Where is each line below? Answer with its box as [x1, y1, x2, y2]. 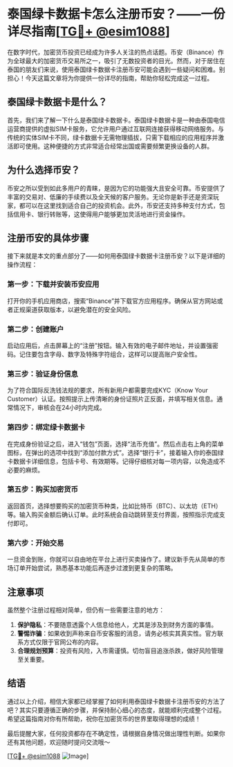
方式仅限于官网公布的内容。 [23, 637, 102, 646]
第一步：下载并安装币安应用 [7, 279, 100, 289]
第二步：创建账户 [7, 324, 64, 334]
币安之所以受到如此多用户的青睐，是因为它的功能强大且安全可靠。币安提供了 [7, 184, 225, 192]
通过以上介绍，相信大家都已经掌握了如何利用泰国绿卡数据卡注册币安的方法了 [7, 697, 225, 705]
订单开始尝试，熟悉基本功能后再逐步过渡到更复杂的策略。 [12, 564, 177, 572]
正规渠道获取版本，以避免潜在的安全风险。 [12, 305, 135, 313]
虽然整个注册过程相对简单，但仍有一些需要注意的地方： [7, 605, 165, 614]
